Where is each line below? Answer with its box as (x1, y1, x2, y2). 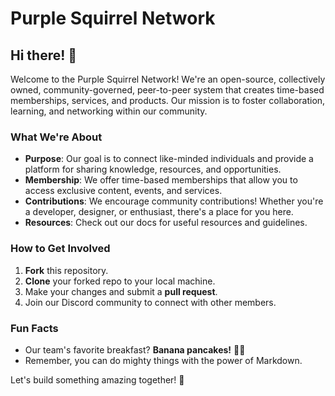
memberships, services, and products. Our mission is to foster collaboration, (10, 95, 326, 106)
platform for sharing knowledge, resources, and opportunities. (24, 163, 282, 176)
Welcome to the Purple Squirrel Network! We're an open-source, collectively (10, 73, 326, 85)
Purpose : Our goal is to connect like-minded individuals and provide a (24, 153, 314, 165)
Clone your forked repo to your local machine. (24, 275, 216, 287)
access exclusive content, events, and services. (24, 185, 223, 197)
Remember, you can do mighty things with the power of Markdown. (24, 354, 303, 366)
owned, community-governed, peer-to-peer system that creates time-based (10, 84, 325, 96)
